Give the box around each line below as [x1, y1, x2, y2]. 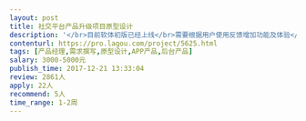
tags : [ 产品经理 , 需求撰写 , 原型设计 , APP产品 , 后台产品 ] [9, 47, 193, 56]
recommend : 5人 [9, 89, 66, 98]
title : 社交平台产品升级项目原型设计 [9, 22, 134, 31]
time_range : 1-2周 [9, 97, 78, 107]
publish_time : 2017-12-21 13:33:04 [9, 65, 145, 74]
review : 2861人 [9, 73, 66, 82]
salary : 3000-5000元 [9, 55, 87, 65]
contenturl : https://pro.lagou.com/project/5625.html [9, 38, 219, 48]
